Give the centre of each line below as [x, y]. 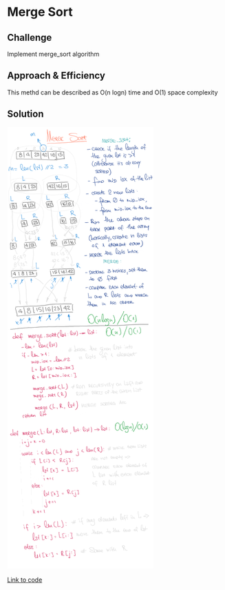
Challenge [30, 38]
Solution [25, 114]
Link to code [25, 580]
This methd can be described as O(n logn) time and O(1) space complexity [112, 92]
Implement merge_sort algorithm [53, 54]
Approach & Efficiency [56, 76]
